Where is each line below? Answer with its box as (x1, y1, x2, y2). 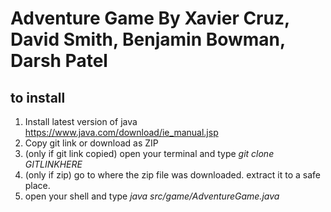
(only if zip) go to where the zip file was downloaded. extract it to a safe (24, 169, 321, 181)
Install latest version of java (24, 116, 138, 127)
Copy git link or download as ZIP (24, 137, 159, 149)
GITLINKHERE (24, 158, 83, 170)
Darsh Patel (10, 50, 108, 72)
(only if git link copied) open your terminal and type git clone (24, 148, 275, 159)
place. (24, 180, 51, 191)
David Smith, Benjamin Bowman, (10, 28, 286, 51)
